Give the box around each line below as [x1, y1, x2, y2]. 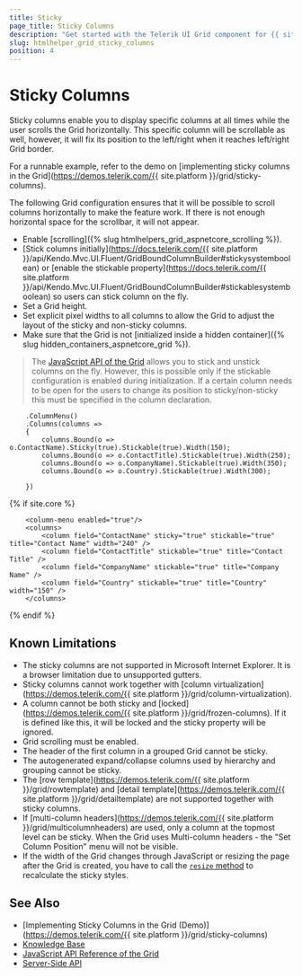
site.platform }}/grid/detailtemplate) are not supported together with [22, 793, 274, 804]
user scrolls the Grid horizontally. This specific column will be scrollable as [9, 125, 286, 136]
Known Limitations [9, 636, 117, 651]
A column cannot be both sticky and [22, 698, 157, 709]
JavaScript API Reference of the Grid [22, 948, 160, 959]
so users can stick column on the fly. [52, 291, 189, 302]
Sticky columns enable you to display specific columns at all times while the [9, 115, 290, 126]
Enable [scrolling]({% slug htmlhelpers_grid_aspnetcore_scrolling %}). [22, 234, 282, 245]
